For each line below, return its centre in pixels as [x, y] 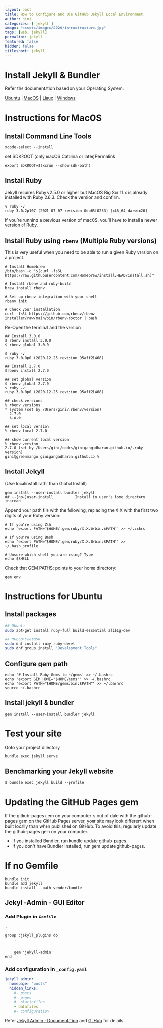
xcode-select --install [29, 147]
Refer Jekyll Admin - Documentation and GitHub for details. [65, 1021]
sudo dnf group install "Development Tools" [51, 648]
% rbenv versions [23, 405]
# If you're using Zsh [28, 524]
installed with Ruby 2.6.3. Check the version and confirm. [63, 197]
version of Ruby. [22, 225]
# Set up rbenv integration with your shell [51, 297]
